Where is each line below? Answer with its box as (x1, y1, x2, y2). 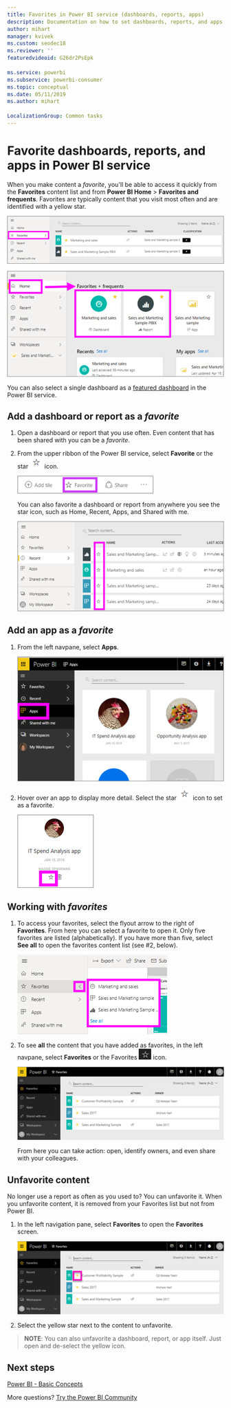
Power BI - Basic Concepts (7, 1380, 84, 1388)
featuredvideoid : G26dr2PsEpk (7, 55, 94, 62)
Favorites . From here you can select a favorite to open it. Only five (16, 926, 206, 935)
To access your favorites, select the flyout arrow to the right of (16, 919, 195, 928)
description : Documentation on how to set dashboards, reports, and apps (7, 18, 223, 25)
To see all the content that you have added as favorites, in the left (16, 1041, 203, 1049)
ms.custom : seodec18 (7, 40, 67, 47)
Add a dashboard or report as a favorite (7, 411, 180, 423)
